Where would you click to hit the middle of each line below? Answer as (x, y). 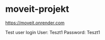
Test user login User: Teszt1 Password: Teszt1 (52, 32)
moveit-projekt (37, 9)
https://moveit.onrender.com (35, 23)
